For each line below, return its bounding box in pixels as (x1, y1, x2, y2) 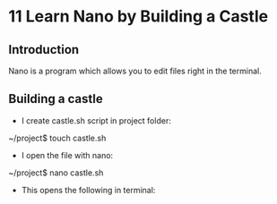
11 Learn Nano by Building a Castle (8, 6, 269, 27)
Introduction (8, 42, 80, 57)
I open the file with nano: (21, 149, 114, 160)
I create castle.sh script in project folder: (21, 115, 171, 126)
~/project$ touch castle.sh (8, 132, 107, 143)
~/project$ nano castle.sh (8, 167, 104, 178)
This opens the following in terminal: (21, 184, 156, 195)
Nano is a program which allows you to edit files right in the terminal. (8, 65, 262, 76)
